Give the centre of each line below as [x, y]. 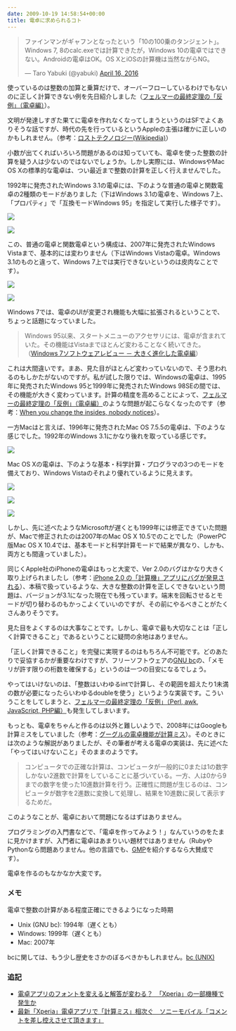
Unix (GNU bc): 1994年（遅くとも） [69, 924]
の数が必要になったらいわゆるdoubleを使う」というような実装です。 [106, 692]
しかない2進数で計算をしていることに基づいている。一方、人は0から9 [125, 776]
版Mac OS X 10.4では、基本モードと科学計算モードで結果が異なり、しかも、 [118, 545]
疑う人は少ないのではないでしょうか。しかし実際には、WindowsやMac [122, 161]
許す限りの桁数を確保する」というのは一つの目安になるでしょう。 [115, 669]
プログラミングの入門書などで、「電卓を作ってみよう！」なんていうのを [110, 832]
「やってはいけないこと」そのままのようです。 [74, 752]
